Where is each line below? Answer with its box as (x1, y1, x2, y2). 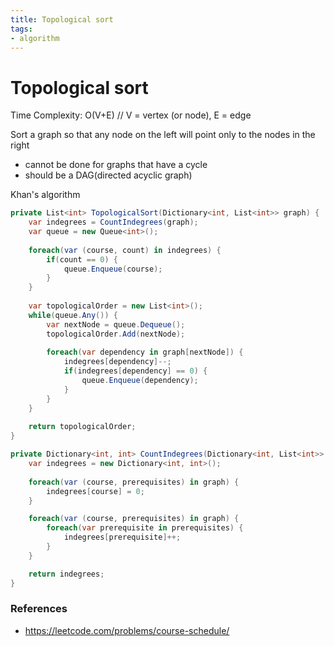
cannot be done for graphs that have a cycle (24, 159, 208, 171)
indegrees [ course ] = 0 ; (46, 486, 145, 496)
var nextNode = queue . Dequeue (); (46, 319, 186, 330)
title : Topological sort (10, 14, 114, 25)
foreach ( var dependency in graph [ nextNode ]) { (46, 347, 244, 358)
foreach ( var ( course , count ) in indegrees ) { (28, 245, 222, 255)
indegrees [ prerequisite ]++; (63, 532, 182, 543)
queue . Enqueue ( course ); (63, 264, 163, 274)
